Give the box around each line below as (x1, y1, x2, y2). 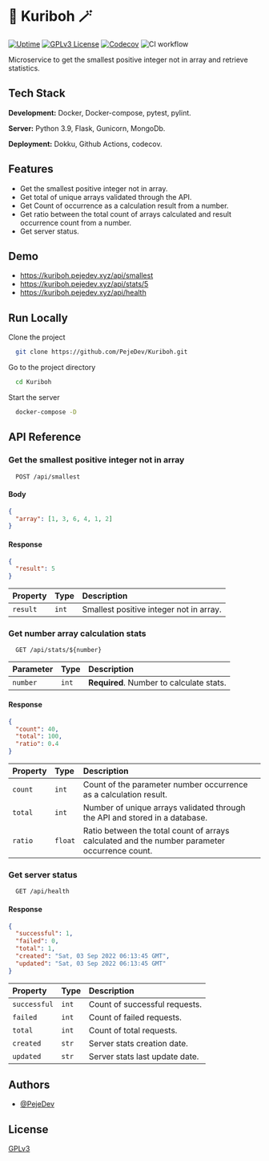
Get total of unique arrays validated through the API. (19, 192, 192, 202)
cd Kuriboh (15, 378, 52, 386)
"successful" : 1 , (15, 930, 74, 938)
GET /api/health (15, 887, 70, 896)
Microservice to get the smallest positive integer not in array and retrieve (8, 55, 248, 64)
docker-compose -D (15, 408, 78, 416)
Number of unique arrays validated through (82, 802, 246, 813)
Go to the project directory (8, 363, 96, 373)
